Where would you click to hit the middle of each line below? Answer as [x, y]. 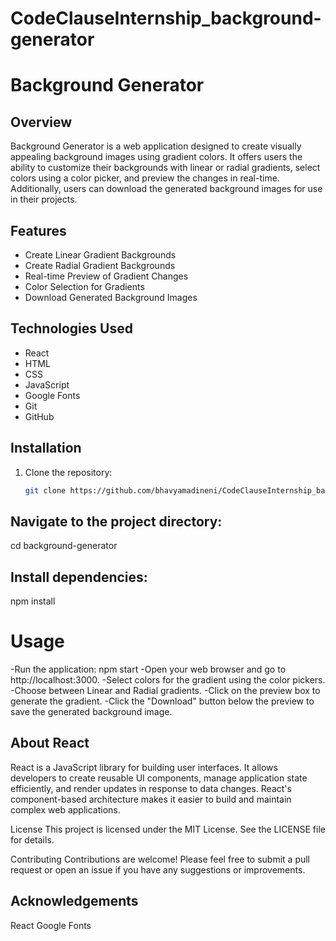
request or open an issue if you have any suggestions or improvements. [158, 869]
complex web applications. [65, 809]
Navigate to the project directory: [116, 521]
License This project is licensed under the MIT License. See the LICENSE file [168, 829]
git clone [45, 490]
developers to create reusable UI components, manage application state [159, 778]
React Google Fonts [51, 925]
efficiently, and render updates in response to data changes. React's [151, 788]
